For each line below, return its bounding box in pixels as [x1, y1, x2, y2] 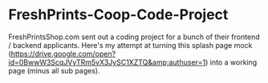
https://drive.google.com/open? [10, 49, 116, 58]
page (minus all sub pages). [8, 65, 100, 75]
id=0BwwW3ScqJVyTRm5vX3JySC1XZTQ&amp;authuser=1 [8, 57, 206, 67]
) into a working [205, 57, 258, 67]
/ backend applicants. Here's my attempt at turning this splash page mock [8, 40, 253, 49]
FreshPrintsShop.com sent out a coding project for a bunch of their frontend [8, 32, 260, 41]
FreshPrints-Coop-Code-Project [8, 6, 229, 24]
